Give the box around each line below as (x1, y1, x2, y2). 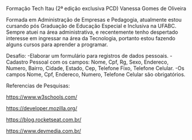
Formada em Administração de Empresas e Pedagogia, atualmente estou (6, 16, 182, 23)
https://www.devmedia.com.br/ (6, 128, 81, 134)
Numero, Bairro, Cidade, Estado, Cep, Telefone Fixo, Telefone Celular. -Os (6, 65, 184, 72)
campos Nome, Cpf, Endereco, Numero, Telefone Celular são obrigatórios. (6, 71, 186, 78)
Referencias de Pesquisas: (6, 82, 70, 89)
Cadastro (6, 58, 28, 65)
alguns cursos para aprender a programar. (6, 41, 108, 48)
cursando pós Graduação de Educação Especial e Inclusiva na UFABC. (6, 23, 177, 29)
